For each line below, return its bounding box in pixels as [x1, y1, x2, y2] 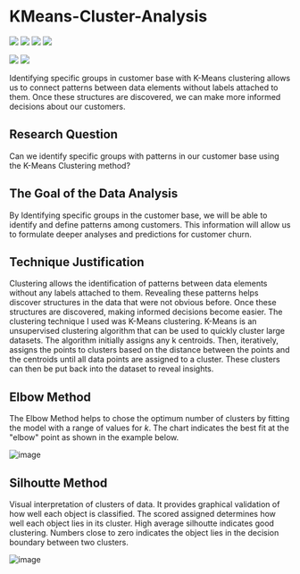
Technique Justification [9, 254, 145, 270]
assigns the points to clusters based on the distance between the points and [9, 345, 290, 355]
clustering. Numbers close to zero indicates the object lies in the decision [9, 528, 279, 537]
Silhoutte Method [9, 475, 108, 490]
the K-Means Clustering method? [9, 160, 131, 171]
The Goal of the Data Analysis [9, 186, 179, 202]
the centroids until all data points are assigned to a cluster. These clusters [9, 354, 280, 365]
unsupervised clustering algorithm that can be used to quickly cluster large [9, 326, 286, 337]
